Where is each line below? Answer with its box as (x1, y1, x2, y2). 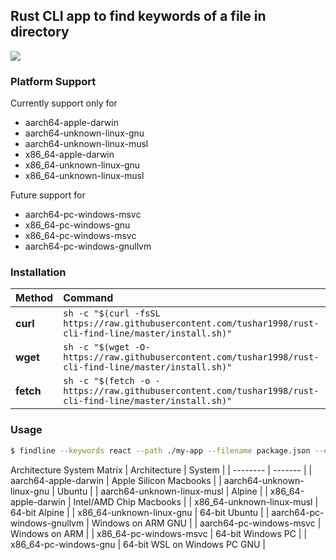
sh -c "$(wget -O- (63, 342, 151, 353)
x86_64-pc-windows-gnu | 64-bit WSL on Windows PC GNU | (10, 538, 267, 550)
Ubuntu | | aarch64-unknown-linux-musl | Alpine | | (56, 485, 268, 497)
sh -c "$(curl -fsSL (63, 308, 161, 319)
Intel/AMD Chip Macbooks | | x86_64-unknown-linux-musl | (73, 495, 319, 508)
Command (63, 291, 114, 305)
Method (15, 291, 54, 305)
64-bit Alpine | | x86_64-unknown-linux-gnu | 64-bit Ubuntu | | (10, 506, 270, 518)
